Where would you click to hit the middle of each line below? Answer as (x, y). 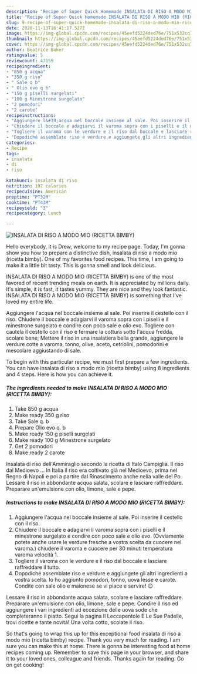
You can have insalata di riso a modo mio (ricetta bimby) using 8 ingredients (98, 368)
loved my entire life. (30, 302)
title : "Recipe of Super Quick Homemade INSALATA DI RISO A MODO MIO (93, 17)
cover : (14, 45)
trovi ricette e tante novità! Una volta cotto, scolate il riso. (75, 622)
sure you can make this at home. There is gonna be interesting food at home (98, 646)
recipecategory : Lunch (34, 213)
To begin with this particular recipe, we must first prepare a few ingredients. (98, 362)
